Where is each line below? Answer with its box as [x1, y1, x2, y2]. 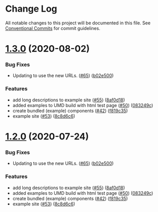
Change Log [5, 3, 57, 15]
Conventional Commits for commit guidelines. [5, 25, 100, 31]
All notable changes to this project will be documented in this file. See [5, 20, 151, 26]
